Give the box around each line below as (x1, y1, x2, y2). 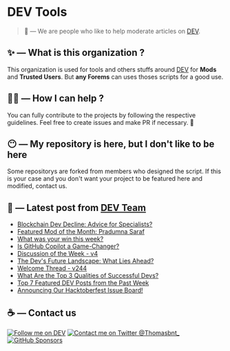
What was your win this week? (17, 235, 104, 243)
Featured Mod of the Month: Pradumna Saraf (17, 228, 145, 236)
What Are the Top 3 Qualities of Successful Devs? (17, 272, 159, 280)
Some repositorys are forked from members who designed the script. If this (7, 167, 222, 176)
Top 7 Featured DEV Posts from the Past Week (17, 279, 149, 287)
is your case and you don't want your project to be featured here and (7, 174, 203, 183)
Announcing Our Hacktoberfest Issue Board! (17, 286, 143, 294)
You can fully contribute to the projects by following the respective (7, 111, 196, 119)
